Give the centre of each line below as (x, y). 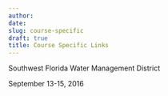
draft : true (28, 38)
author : (21, 16)
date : (17, 23)
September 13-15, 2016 (46, 84)
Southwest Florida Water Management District (84, 68)
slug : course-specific (46, 30)
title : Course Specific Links (59, 46)
